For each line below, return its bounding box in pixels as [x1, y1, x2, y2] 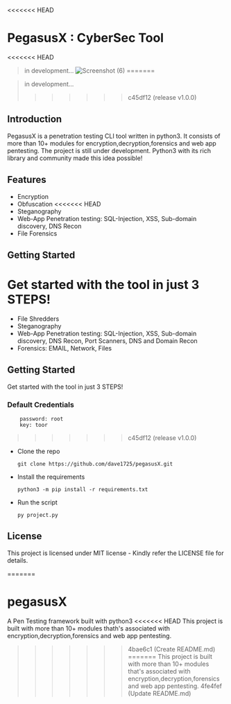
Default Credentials [7, 400, 74, 410]
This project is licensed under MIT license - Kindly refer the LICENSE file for [7, 549, 224, 557]
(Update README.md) [128, 689, 191, 697]
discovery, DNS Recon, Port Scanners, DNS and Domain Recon [17, 336, 198, 345]
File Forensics [17, 229, 58, 238]
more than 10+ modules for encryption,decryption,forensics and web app [7, 139, 216, 148]
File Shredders [17, 315, 60, 323]
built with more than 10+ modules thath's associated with [7, 624, 171, 633]
